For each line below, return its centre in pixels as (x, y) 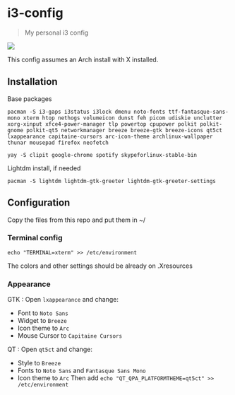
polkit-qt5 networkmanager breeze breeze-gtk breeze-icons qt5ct (124, 130)
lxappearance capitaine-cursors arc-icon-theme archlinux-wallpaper (110, 136)
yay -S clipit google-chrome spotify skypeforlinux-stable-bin (102, 155)
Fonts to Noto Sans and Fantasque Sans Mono (82, 371)
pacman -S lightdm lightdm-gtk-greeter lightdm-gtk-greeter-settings (112, 181)
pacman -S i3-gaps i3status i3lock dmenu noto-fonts (86, 112)
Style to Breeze (39, 363)
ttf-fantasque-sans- (199, 112)
